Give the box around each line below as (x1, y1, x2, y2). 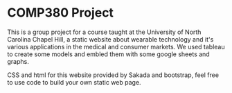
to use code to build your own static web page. (7, 78, 141, 86)
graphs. (7, 57, 29, 65)
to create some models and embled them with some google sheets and (7, 50, 210, 58)
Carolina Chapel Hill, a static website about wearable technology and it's (7, 35, 214, 43)
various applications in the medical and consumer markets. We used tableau (7, 42, 225, 51)
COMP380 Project (7, 5, 114, 21)
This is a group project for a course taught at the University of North (7, 28, 202, 36)
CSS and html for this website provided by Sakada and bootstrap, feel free (7, 71, 220, 79)
